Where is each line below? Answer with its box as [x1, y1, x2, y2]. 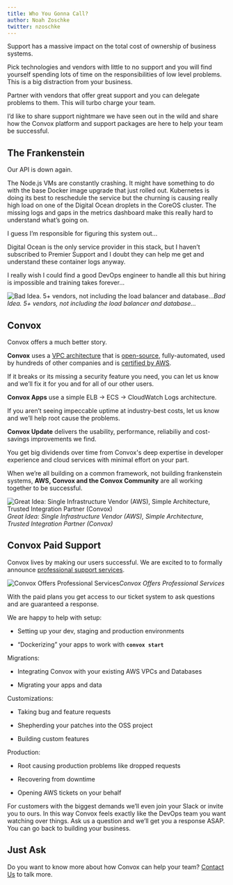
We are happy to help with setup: [7, 613, 102, 622]
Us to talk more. [7, 870, 53, 878]
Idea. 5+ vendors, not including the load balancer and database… [7, 300, 197, 308]
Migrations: [7, 653, 40, 662]
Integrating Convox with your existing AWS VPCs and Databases [17, 667, 202, 675]
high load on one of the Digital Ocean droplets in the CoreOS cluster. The [7, 201, 217, 209]
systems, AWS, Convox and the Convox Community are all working [7, 477, 203, 485]
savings [7, 435, 30, 443]
